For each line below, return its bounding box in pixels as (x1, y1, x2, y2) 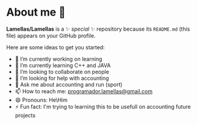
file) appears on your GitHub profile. (6, 32, 96, 39)
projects (14, 111, 36, 119)
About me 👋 (6, 5, 66, 19)
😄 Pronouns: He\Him (14, 96, 68, 103)
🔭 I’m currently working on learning (14, 55, 102, 62)
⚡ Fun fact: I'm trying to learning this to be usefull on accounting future (14, 103, 191, 110)
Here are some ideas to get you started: (6, 43, 105, 50)
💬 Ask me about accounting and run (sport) (14, 81, 123, 88)
